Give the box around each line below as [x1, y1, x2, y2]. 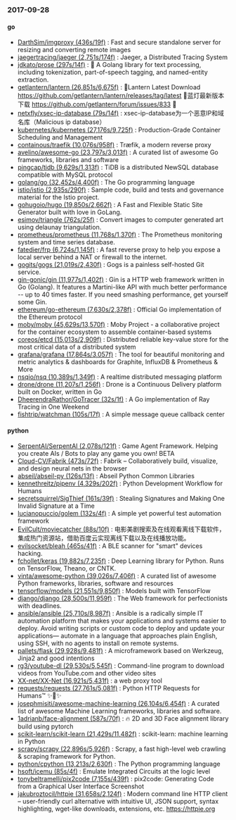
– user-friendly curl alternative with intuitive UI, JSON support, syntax [17, 797, 219, 806]
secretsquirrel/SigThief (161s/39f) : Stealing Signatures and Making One [17, 495, 225, 503]
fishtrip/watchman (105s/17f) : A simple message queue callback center [17, 410, 225, 418]
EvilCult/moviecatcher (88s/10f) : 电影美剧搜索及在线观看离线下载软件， [17, 525, 226, 533]
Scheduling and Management [17, 133, 103, 142]
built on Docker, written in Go [17, 387, 103, 396]
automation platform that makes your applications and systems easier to [17, 616, 227, 625]
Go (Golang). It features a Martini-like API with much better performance [17, 283, 227, 292]
